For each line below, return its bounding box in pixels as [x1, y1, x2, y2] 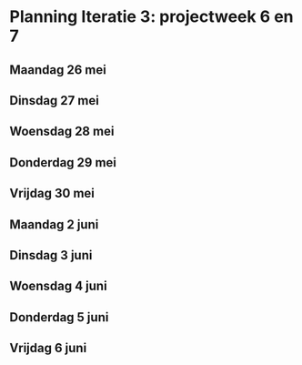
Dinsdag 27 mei [9, 93, 100, 108]
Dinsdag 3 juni [9, 248, 93, 263]
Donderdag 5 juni [9, 309, 109, 325]
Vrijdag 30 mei [9, 186, 96, 201]
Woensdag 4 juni [9, 279, 107, 294]
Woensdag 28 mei [9, 124, 115, 139]
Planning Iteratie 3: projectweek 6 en [9, 6, 294, 27]
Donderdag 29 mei [9, 155, 116, 170]
